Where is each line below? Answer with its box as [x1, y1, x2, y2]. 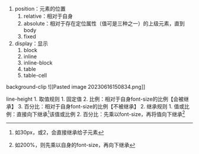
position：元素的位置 [14, 5, 66, 12]
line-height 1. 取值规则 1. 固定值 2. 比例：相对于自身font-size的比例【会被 [6, 95, 184, 102]
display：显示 [14, 40, 49, 47]
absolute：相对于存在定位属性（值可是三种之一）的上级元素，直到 [23, 20, 185, 27]
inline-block [23, 59, 53, 66]
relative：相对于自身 [23, 12, 73, 20]
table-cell [23, 72, 47, 79]
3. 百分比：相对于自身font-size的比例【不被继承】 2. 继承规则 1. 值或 [17, 103, 185, 110]
